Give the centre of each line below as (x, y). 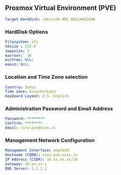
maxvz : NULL (17, 65)
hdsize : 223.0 (21, 46)
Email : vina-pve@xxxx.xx (30, 128)
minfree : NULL (20, 60)
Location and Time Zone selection (46, 77)
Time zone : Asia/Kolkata (30, 92)
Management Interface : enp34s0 (37, 151)
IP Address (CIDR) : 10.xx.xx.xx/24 (41, 160)
